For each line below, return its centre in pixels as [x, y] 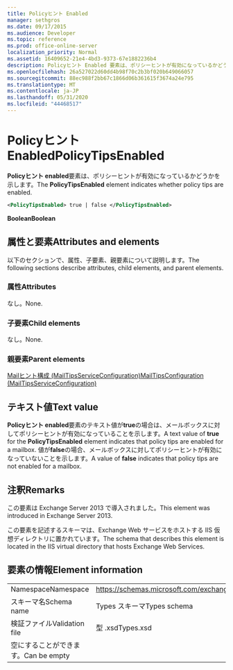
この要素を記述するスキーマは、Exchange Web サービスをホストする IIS [110, 530]
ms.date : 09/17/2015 [37, 26]
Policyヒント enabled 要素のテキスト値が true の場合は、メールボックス [107, 425]
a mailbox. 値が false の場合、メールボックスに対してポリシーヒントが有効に [115, 450]
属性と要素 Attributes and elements [83, 242]
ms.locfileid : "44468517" [44, 104]
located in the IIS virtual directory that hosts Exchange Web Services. [106, 546]
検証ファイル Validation [48, 623]
